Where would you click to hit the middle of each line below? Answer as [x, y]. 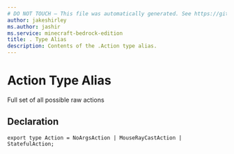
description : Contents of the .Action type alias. [82, 46]
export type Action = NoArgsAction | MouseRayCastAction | [95, 138]
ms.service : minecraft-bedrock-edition [65, 33]
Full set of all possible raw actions [56, 100]
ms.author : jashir [34, 26]
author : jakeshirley [37, 20]
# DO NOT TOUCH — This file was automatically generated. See [99, 14]
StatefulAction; [31, 144]
